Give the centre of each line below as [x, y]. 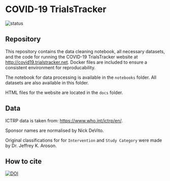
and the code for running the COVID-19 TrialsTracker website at [72, 57]
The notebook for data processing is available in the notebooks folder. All [81, 77]
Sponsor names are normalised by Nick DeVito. [55, 130]
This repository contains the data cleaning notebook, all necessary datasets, [85, 51]
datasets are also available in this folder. [47, 82]
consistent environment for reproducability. [50, 67]
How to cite [24, 161]
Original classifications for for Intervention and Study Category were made [84, 140]
